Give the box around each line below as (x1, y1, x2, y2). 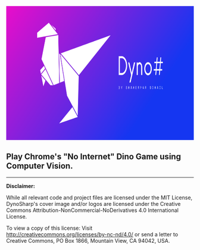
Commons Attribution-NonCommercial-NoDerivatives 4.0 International (6, 207, 179, 214)
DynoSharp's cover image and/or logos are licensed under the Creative (6, 200, 181, 207)
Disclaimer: (6, 182, 36, 189)
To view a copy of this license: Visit (6, 224, 93, 232)
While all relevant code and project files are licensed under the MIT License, (6, 193, 193, 201)
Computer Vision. (6, 161, 73, 171)
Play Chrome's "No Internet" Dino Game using (6, 152, 182, 162)
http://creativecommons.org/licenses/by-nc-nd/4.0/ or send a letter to (6, 230, 179, 237)
